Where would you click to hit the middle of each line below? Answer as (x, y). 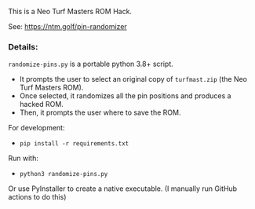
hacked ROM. (42, 104)
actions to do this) (37, 197)
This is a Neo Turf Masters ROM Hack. (70, 11)
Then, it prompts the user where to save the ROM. (100, 112)
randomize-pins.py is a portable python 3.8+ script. (91, 64)
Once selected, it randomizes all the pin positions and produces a (125, 96)
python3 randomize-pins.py (64, 174)
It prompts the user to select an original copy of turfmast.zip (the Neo (133, 79)
